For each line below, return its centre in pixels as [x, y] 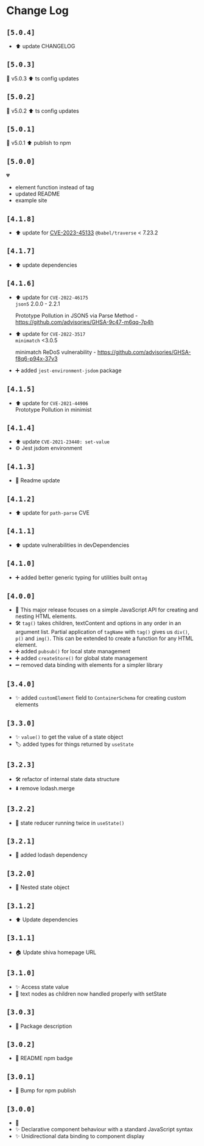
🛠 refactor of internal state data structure [67, 779]
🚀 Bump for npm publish [45, 1091]
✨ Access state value [42, 986]
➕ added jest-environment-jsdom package [68, 370]
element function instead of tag [55, 188]
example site [31, 200]
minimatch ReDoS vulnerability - [55, 352]
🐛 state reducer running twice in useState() [70, 823]
